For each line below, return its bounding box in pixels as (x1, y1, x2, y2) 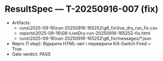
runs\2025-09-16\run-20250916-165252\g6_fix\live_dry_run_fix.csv (19, 25, 158, 30)
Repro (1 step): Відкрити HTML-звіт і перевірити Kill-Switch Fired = (11, 40, 151, 46)
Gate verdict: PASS (11, 51, 51, 57)
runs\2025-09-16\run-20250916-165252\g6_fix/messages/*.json (19, 35, 152, 41)
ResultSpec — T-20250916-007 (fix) (4, 3, 159, 15)
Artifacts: (11, 20, 31, 26)
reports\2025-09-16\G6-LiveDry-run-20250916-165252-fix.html (19, 30, 151, 36)
